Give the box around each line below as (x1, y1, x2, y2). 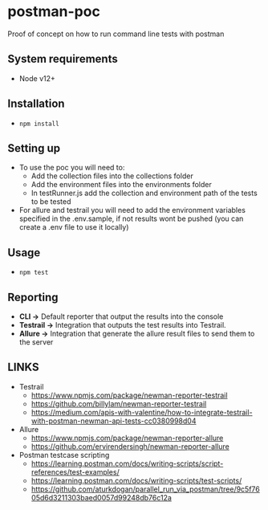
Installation (7, 97, 65, 111)
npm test (18, 268, 49, 277)
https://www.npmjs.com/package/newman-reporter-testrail (30, 390, 228, 400)
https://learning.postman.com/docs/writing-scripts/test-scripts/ (30, 475, 242, 485)
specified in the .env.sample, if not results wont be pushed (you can (18, 214, 244, 223)
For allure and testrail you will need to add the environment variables (18, 206, 246, 215)
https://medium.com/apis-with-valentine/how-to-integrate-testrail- (30, 407, 254, 417)
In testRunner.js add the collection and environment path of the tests (30, 188, 258, 198)
